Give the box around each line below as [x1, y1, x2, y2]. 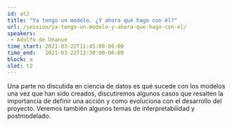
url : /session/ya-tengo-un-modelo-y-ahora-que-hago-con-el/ [7, 23, 188, 30]
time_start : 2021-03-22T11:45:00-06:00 [7, 43, 124, 50]
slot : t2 [7, 62, 33, 69]
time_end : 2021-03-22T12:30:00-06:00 [7, 50, 124, 57]
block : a [7, 56, 33, 63]
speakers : [7, 29, 37, 37]
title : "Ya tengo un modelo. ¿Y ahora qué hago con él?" [7, 17, 178, 24]
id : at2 [7, 10, 30, 18]
